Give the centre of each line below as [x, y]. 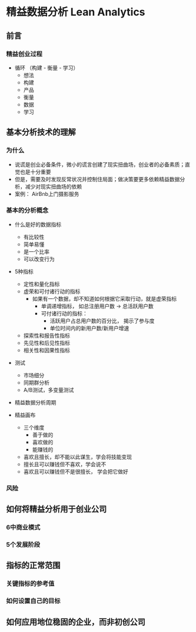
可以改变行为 [39, 259]
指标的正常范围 [33, 566]
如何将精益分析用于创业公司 [57, 509]
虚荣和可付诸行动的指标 [52, 291]
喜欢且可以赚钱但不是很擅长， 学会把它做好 [76, 471]
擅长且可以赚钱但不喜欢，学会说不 [65, 464]
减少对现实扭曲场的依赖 [54, 187]
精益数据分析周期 [35, 402]
